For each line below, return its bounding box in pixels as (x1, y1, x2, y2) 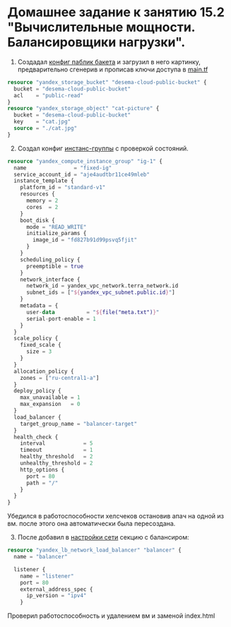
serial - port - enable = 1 (25, 315, 97, 322)
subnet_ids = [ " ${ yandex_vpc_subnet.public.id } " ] (25, 289, 175, 297)
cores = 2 (25, 203, 59, 210)
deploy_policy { (13, 388, 61, 395)
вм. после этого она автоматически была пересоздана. (7, 520, 176, 528)
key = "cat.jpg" (13, 118, 71, 126)
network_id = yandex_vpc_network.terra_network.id (25, 282, 179, 289)
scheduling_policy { (20, 256, 81, 263)
